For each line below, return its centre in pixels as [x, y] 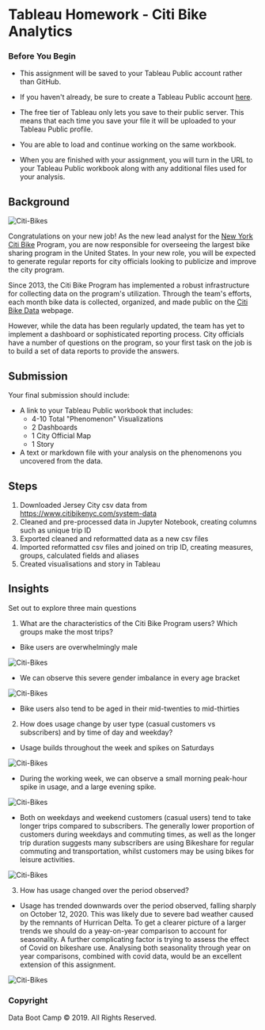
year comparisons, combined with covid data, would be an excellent [131, 956]
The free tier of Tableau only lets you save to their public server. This [132, 113]
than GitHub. [40, 82]
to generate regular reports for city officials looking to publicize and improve [132, 261]
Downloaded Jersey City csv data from [83, 505]
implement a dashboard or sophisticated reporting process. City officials [126, 334]
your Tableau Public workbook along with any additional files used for [133, 169]
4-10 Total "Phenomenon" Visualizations [97, 419]
